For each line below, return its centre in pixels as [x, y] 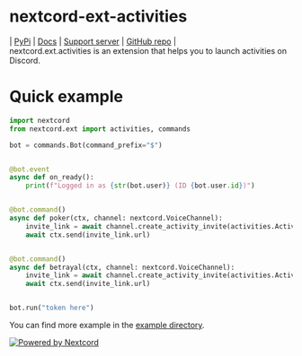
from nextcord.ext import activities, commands [100, 129]
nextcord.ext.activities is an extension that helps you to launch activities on [148, 50]
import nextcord [40, 120]
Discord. [25, 60]
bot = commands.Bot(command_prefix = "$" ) [86, 145]
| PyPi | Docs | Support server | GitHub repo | [93, 41]
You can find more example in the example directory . [107, 325]
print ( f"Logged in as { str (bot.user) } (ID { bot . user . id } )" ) [140, 186]
